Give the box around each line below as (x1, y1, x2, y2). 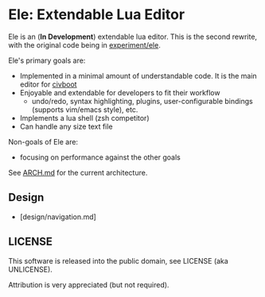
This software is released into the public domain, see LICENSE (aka (8, 256, 228, 265)
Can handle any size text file (19, 121, 113, 131)
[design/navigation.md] (19, 212, 97, 222)
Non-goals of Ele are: (8, 137, 78, 146)
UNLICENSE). (8, 264, 53, 274)
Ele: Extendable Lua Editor (8, 6, 185, 24)
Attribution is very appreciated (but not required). (8, 280, 170, 289)
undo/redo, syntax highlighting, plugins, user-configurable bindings (31, 96, 253, 106)
